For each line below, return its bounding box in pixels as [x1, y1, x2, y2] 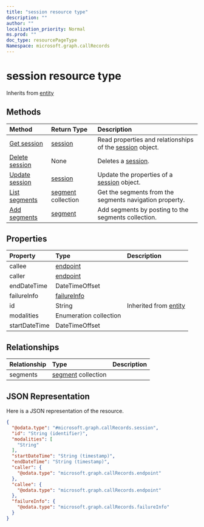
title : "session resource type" [6, 9, 88, 15]
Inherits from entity [6, 89, 54, 96]
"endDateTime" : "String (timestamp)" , [12, 459, 110, 465]
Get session [9, 139, 44, 147]
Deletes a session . [97, 157, 150, 165]
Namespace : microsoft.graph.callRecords [6, 43, 110, 49]
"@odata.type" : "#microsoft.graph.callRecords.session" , [12, 425, 159, 431]
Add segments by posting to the [97, 205, 189, 214]
